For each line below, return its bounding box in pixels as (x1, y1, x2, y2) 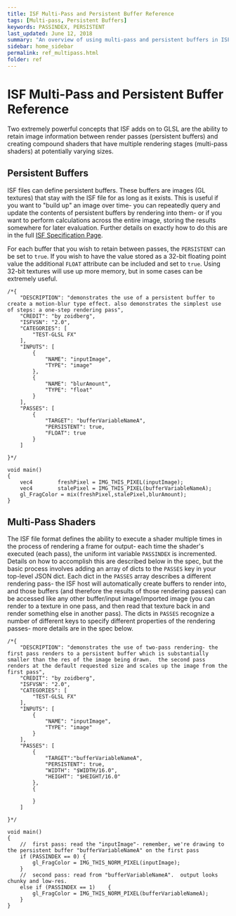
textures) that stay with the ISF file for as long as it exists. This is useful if (7, 193, 219, 202)
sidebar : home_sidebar (7, 43, 74, 50)
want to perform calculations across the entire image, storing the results (7, 216, 216, 224)
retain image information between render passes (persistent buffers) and (7, 131, 218, 141)
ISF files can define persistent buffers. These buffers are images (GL (7, 186, 206, 194)
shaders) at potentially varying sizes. (7, 147, 114, 155)
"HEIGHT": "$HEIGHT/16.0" (44, 773, 121, 780)
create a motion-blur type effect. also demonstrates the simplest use (7, 300, 221, 307)
